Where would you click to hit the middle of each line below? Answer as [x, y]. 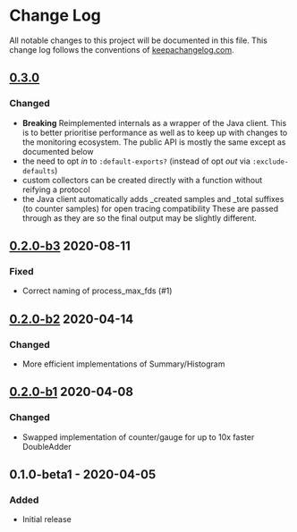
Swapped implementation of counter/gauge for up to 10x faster [138, 437]
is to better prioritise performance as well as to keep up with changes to [155, 132]
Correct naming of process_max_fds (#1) [97, 291]
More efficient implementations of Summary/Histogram [123, 364]
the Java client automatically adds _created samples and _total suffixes [153, 198]
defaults [38, 171]
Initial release [47, 519]
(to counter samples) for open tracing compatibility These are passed [150, 208]
